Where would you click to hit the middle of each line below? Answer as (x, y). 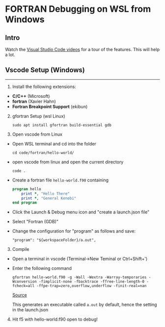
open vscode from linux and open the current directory (68, 162)
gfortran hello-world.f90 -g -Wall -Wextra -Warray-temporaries (79, 277)
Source (19, 295)
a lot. (10, 55)
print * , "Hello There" (45, 193)
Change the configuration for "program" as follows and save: (74, 231)
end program (24, 203)
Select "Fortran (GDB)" (35, 222)
